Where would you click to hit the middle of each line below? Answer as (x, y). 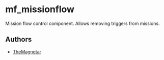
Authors (19, 39)
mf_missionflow (40, 9)
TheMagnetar (27, 51)
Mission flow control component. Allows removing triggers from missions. (83, 23)
